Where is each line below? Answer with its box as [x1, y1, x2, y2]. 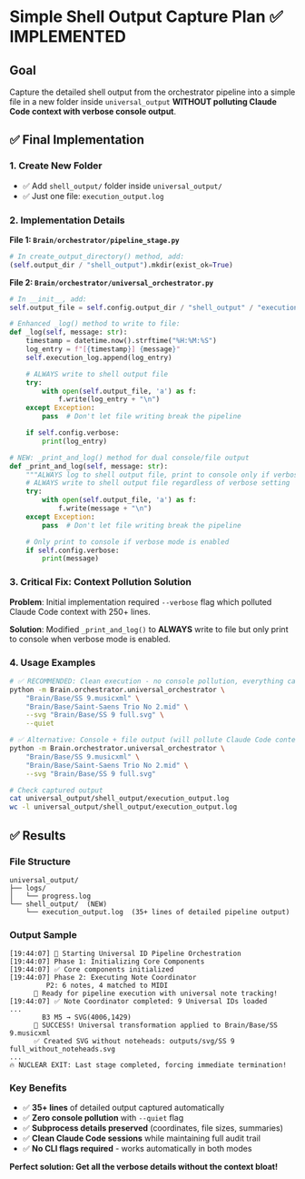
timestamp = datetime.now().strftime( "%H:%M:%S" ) [25, 337, 218, 346]
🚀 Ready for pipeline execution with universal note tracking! [33, 989, 279, 998]
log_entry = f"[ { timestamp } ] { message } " [25, 345, 181, 354]
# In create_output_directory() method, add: [9, 252, 184, 261]
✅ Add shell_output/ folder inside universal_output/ [22, 180, 222, 191]
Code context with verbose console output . [9, 106, 177, 116]
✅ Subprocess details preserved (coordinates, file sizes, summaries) [22, 1123, 283, 1134]
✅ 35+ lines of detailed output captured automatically [22, 1103, 225, 1113]
